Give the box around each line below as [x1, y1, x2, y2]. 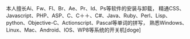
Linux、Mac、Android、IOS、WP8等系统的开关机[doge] [6, 26, 141, 33]
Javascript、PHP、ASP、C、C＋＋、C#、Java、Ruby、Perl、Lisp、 [6, 12, 171, 19]
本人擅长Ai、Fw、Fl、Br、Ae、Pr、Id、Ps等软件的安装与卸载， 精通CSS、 [6, 5, 185, 11]
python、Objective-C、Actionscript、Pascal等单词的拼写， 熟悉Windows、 [6, 19, 188, 26]
